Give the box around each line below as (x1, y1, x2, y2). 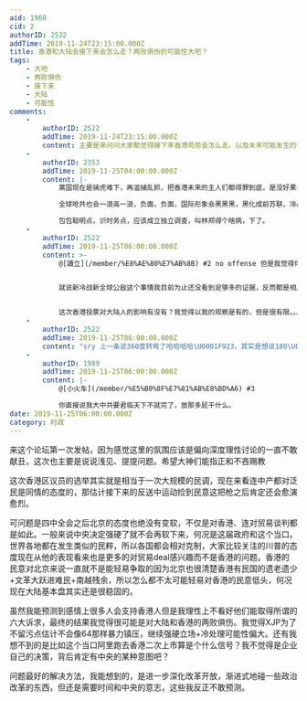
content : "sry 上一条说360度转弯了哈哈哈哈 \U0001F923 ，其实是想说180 (42, 342, 288, 351)
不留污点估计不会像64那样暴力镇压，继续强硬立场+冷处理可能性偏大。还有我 (9, 628, 297, 639)
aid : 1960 (9, 13, 48, 23)
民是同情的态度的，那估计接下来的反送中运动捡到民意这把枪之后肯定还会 (9, 486, 281, 497)
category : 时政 (9, 418, 65, 427)
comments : (9, 107, 48, 116)
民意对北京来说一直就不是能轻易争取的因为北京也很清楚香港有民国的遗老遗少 (9, 563, 298, 574)
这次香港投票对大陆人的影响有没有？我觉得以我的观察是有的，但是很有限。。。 (58, 308, 303, 317)
